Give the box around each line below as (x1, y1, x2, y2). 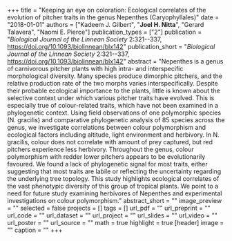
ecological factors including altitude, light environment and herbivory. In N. (7, 131, 220, 139)
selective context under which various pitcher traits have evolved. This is (7, 94, 215, 102)
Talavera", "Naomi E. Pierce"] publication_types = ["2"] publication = (7, 28, 202, 36)
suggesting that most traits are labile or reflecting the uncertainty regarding (7, 167, 222, 175)
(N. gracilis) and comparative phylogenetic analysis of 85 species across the (7, 116, 225, 124)
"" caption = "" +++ (7, 226, 64, 234)
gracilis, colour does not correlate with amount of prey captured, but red (7, 138, 213, 146)
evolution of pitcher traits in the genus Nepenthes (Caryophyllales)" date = (7, 13, 220, 21)
